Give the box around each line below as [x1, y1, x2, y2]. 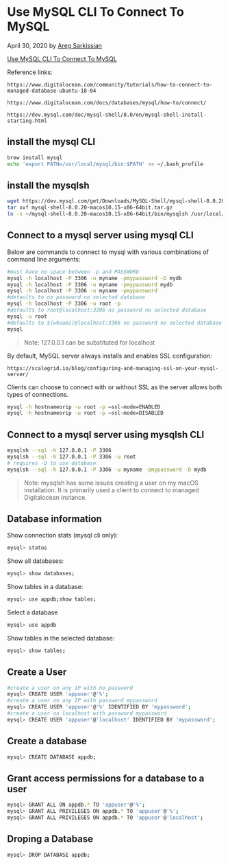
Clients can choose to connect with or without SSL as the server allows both [7, 382, 222, 391]
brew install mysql [7, 154, 63, 161]
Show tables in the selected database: [7, 634, 115, 642]
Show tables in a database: [7, 583, 84, 591]
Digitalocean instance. [23, 493, 87, 501]
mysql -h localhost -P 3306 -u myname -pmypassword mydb [7, 281, 173, 288]
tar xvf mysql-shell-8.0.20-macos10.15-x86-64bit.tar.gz [7, 204, 173, 211]
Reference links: [7, 68, 53, 76]
